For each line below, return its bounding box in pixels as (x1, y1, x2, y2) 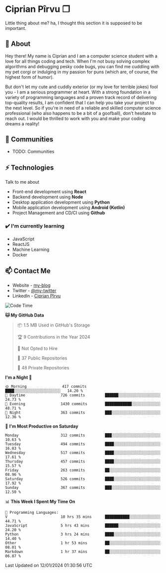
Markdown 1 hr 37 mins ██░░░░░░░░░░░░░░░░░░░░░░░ (5, 549, 161, 555)
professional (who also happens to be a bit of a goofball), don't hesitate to (5, 110, 157, 116)
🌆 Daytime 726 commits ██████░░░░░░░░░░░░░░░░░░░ (5, 393, 161, 398)
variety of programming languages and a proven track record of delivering (5, 94, 157, 100)
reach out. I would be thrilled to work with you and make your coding (5, 115, 146, 121)
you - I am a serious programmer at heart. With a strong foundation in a (5, 89, 151, 95)
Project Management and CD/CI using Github (12, 210, 105, 216)
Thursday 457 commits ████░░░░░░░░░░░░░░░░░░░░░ (5, 459, 161, 464)
